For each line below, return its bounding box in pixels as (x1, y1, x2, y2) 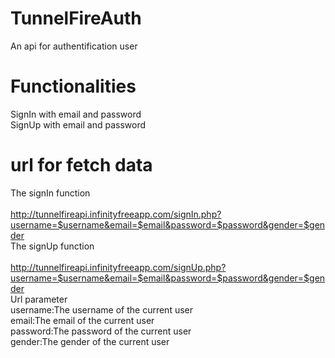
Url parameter (10, 293, 68, 305)
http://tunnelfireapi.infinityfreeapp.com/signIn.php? (10, 208, 222, 220)
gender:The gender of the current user (10, 335, 170, 347)
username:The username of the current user (10, 303, 193, 316)
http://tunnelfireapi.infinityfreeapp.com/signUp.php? (10, 261, 227, 273)
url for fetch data (10, 154, 153, 177)
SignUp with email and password (10, 118, 147, 131)
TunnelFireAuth (10, 7, 142, 30)
